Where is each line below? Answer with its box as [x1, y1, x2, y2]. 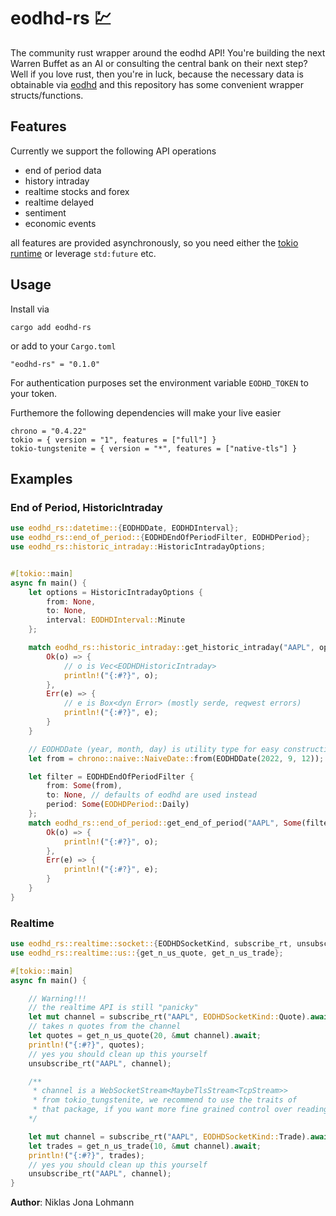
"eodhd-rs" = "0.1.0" [10, 359, 101, 369]
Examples [10, 470, 73, 487]
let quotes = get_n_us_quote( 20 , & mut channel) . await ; [28, 1031, 262, 1041]
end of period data [24, 164, 102, 176]
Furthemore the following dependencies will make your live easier [10, 406, 282, 419]
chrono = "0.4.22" [10, 426, 87, 436]
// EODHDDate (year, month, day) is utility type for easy [28, 744, 280, 754]
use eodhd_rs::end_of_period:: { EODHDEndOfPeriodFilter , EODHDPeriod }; [10, 533, 311, 543]
